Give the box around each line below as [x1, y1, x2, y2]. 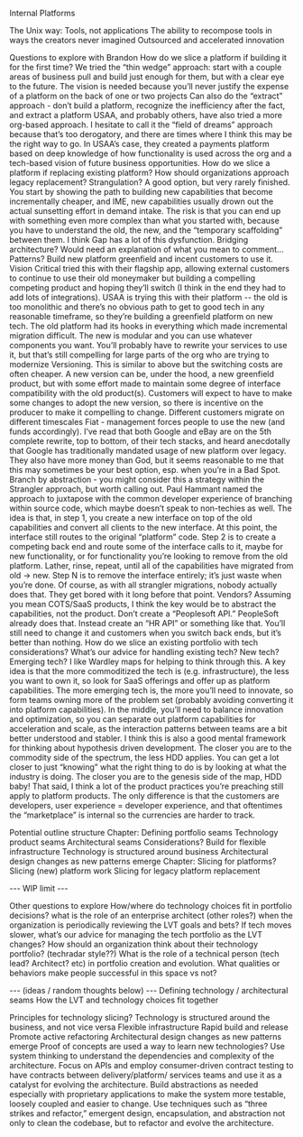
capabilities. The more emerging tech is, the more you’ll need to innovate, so [9, 685, 294, 696]
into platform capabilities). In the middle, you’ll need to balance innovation [9, 704, 284, 715]
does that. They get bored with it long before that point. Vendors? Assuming [9, 589, 291, 599]
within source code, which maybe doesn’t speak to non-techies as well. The [9, 503, 292, 513]
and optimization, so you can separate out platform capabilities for [9, 714, 256, 725]
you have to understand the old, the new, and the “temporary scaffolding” [9, 225, 283, 236]
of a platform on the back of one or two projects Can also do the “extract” [9, 90, 283, 101]
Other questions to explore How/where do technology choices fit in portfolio [9, 901, 293, 911]
